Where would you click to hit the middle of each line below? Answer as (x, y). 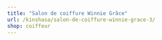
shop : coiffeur (29, 26)
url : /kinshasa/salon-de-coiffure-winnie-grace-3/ (81, 20)
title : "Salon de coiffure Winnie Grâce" (68, 13)
